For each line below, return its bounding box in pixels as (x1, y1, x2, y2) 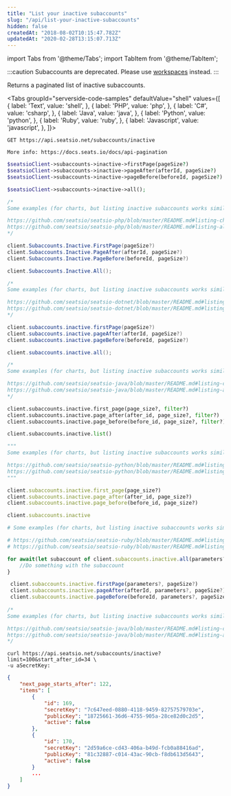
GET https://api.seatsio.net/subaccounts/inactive (7, 137, 155, 144)
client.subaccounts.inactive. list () (7, 431, 112, 437)
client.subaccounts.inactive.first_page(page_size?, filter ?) (7, 405, 189, 412)
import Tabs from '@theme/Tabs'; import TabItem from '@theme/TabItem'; (7, 54, 219, 62)
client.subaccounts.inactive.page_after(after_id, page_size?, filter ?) (7, 411, 220, 419)
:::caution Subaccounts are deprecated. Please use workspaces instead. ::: (7, 68, 219, 76)
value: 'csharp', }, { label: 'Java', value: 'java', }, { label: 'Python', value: (7, 109, 206, 117)
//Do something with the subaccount (19, 562, 125, 569)
